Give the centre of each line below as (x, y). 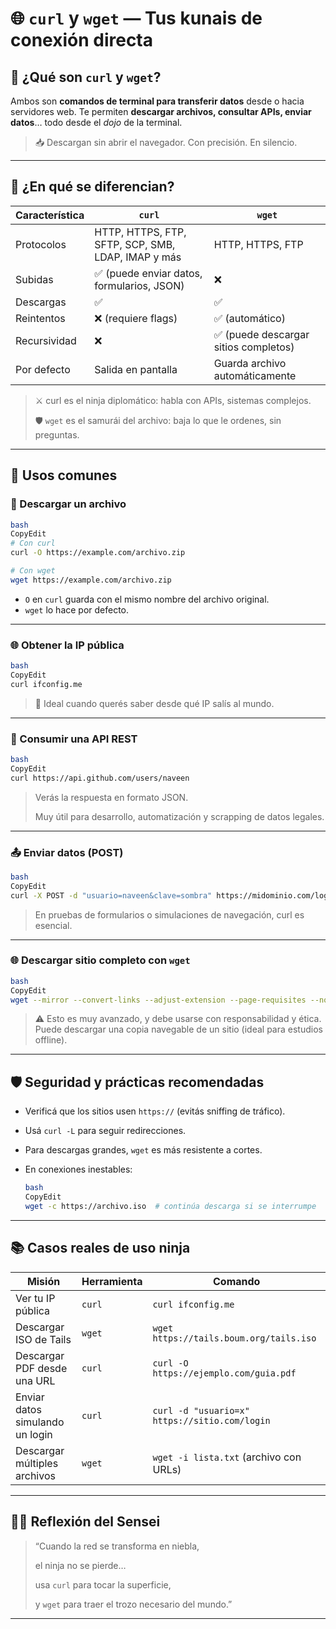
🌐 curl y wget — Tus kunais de (136, 18)
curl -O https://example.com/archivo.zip (98, 553)
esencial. (53, 925)
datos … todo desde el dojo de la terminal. (96, 122)
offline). (51, 1040)
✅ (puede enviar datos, (148, 273)
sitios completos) (254, 347)
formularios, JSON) (139, 285)
